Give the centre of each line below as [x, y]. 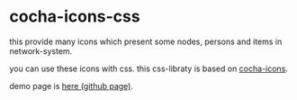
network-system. [41, 50]
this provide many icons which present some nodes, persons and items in [146, 41]
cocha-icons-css [75, 17]
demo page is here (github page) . [71, 86]
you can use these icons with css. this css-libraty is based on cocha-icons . [148, 68]
